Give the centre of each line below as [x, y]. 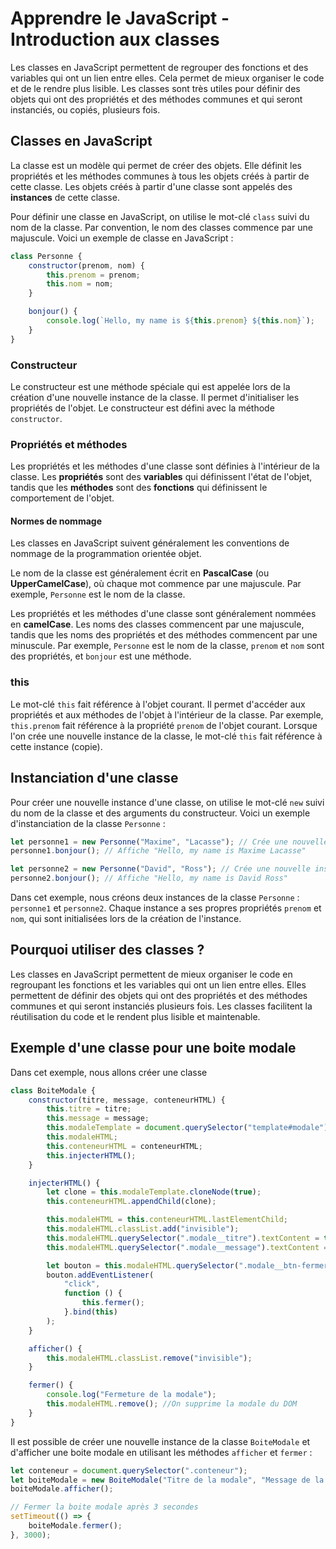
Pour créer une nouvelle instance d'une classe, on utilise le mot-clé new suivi [167, 802]
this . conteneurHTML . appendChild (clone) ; [131, 1202]
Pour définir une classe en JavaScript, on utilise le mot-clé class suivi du [160, 216]
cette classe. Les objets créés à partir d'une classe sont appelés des [151, 186]
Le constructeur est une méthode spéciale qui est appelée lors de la [150, 386]
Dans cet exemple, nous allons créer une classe [109, 1072]
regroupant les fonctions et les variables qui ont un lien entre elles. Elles [158, 984]
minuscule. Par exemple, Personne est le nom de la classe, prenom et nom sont [167, 646]
